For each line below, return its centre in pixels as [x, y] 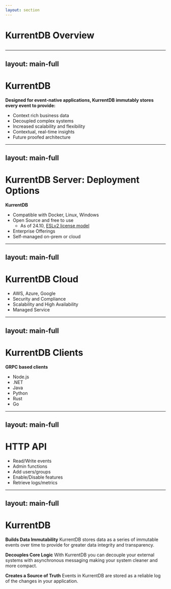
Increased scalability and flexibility [49, 126]
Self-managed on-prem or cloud [47, 236]
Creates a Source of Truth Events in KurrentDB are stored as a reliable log [83, 576]
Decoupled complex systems [43, 121]
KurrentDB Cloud [42, 279]
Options [22, 191]
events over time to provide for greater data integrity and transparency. [80, 545]
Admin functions [30, 466]
